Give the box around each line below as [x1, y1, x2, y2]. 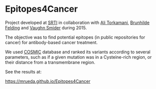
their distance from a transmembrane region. [5, 59, 95, 65]
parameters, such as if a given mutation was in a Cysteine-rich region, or [5, 54, 152, 60]
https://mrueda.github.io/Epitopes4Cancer [5, 78, 90, 84]
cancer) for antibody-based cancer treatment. [5, 39, 98, 45]
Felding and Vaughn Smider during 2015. [5, 24, 87, 30]
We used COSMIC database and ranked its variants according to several [5, 49, 151, 55]
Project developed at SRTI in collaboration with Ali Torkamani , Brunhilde [5, 20, 150, 25]
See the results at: [5, 68, 42, 74]
